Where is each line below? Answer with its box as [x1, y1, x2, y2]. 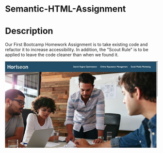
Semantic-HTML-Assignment [5, 3, 126, 15]
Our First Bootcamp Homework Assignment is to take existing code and [5, 42, 148, 47]
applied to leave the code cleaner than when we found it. [5, 52, 119, 58]
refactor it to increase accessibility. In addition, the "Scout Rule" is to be [5, 47, 149, 53]
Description [5, 26, 53, 37]
